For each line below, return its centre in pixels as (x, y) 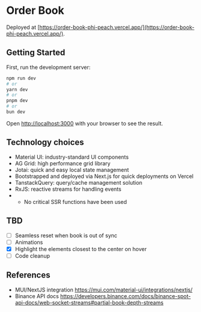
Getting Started (36, 53)
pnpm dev (17, 101)
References (28, 275)
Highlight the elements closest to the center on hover (81, 249)
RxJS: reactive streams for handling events (68, 189)
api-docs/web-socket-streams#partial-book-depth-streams (89, 302)
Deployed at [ (23, 27)
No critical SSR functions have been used (76, 202)
